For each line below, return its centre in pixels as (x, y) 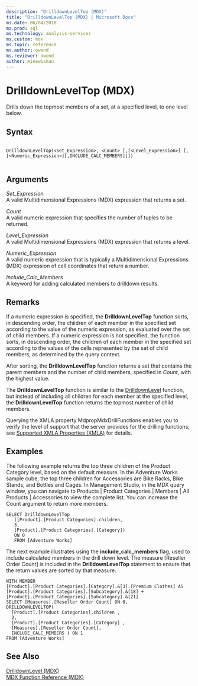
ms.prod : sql (22, 28)
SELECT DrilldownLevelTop (38, 514)
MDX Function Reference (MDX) (45, 677)
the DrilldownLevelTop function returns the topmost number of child (90, 402)
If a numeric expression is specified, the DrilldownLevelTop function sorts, (98, 316)
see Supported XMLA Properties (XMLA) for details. (69, 433)
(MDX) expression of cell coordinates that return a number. (78, 266)
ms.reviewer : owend (30, 56)
